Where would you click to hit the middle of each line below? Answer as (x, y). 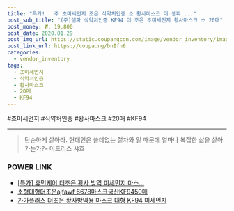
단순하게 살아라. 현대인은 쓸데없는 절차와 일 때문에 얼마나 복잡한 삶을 (117, 140)
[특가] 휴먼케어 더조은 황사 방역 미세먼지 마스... (81, 183)
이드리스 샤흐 (67, 148)
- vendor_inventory (42, 59)
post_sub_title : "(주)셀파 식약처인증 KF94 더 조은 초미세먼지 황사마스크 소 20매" (115, 20)
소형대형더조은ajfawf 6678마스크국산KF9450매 (83, 192)
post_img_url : (28, 40)
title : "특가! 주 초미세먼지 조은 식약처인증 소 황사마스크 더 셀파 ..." (102, 14)
